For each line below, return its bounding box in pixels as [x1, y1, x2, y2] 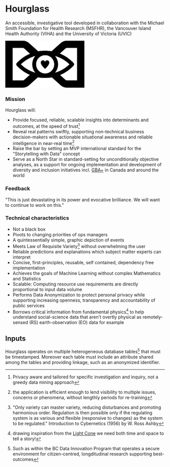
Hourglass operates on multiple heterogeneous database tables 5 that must [5, 347, 161, 354]
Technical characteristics [5, 214, 69, 222]
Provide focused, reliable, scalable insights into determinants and [12, 117, 149, 123]
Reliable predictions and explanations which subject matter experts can [12, 248, 162, 255]
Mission [5, 95, 25, 102]
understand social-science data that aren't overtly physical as [12, 314, 142, 320]
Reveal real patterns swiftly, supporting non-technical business [12, 128, 144, 134]
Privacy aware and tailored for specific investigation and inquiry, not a [12, 374, 158, 380]
